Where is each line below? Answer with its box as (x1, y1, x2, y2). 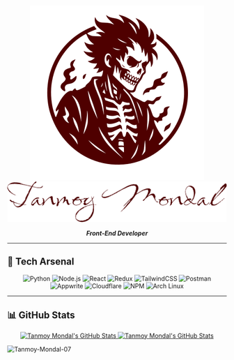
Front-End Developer (86, 229, 148, 238)
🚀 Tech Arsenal (7, 256, 75, 268)
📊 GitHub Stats (7, 309, 75, 322)
